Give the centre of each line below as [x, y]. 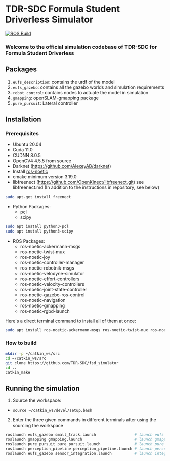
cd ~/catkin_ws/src [26, 358]
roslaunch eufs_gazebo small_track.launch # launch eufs [85, 435]
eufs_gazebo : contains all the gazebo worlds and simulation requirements [88, 87]
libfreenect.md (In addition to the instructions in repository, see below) [86, 187]
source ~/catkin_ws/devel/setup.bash [52, 411]
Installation [23, 119]
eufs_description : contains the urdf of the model [63, 82]
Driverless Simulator [49, 20]
